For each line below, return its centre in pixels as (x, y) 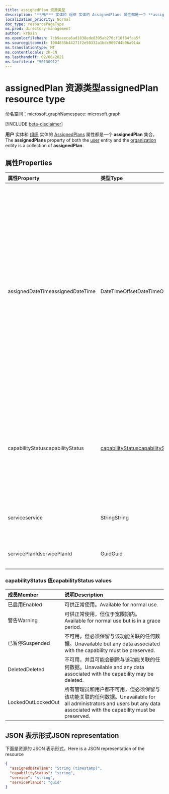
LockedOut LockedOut (34, 702)
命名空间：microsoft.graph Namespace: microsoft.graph (63, 114)
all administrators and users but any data (113, 703)
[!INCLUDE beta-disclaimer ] (34, 124)
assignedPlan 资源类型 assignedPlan (82, 88)
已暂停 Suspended (29, 643)
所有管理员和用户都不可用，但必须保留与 (112, 689)
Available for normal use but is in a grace (113, 621)
